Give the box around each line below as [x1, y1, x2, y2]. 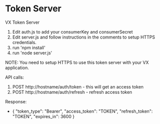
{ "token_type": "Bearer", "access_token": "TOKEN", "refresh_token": [12, 108, 153, 114]
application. [5, 65, 29, 71]
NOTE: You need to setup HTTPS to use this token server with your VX [5, 59, 149, 65]
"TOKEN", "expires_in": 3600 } [12, 113, 75, 119]
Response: [5, 98, 27, 104]
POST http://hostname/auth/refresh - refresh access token [12, 89, 132, 95]
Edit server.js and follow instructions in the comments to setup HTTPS [12, 34, 155, 40]
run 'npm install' [12, 44, 46, 50]
